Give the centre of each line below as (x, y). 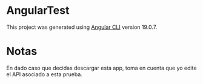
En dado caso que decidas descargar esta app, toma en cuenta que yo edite (101, 68)
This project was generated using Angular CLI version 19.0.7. (82, 27)
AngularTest (38, 10)
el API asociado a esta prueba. (45, 74)
